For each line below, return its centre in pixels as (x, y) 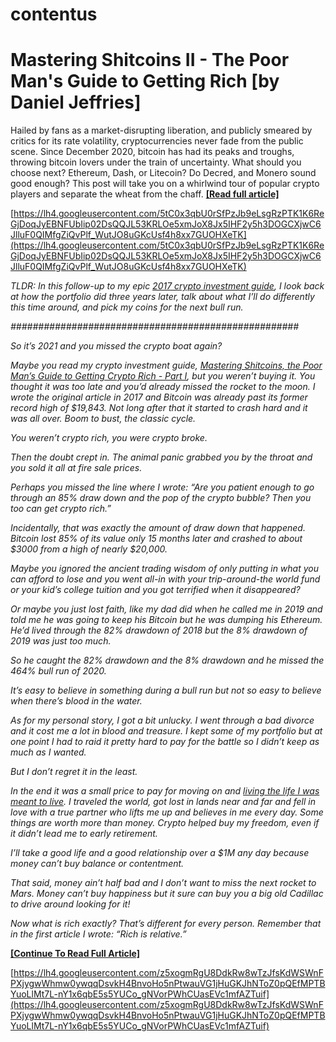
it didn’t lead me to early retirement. (84, 834)
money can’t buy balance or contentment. (97, 864)
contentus (54, 14)
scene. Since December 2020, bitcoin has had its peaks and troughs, (152, 152)
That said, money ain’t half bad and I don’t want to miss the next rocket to (163, 883)
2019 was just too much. (61, 641)
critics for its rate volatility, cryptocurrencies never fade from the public (157, 141)
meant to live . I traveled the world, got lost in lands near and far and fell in (163, 802)
